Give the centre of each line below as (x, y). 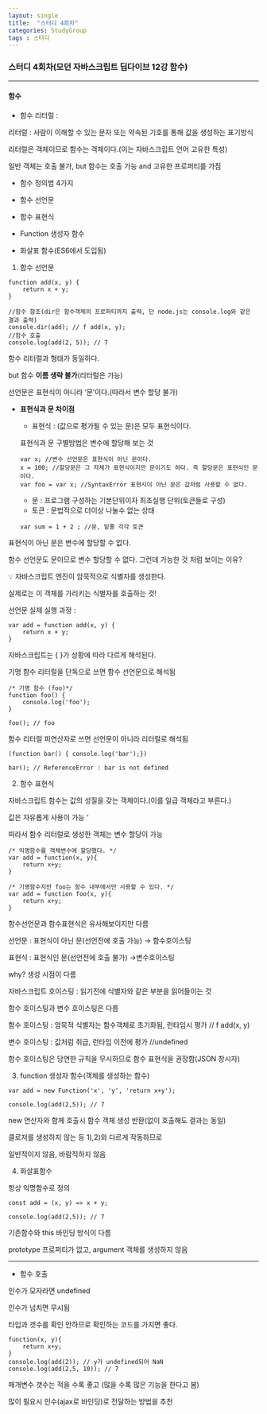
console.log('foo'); (56, 702)
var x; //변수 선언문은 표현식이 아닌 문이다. (86, 459)
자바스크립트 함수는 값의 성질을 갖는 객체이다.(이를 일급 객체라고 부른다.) (120, 800)
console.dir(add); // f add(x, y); (67, 327)
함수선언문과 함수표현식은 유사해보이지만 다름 (79, 924)
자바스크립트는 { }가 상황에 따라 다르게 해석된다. (82, 655)
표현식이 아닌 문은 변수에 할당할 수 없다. (70, 542)
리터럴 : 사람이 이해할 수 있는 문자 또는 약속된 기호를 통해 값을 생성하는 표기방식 (131, 132)
